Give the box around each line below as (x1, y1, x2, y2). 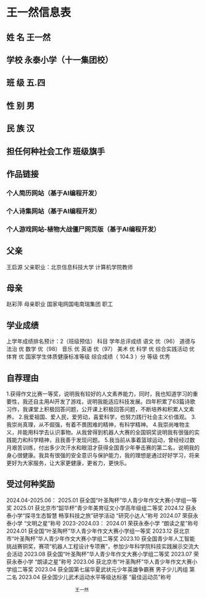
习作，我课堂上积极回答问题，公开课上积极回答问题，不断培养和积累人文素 (6, 405, 194, 412)
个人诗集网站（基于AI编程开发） (6, 207, 101, 215)
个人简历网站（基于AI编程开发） (6, 189, 101, 197)
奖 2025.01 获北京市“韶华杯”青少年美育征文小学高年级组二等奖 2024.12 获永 (6, 504, 197, 511)
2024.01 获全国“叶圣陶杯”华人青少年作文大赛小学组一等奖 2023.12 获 (6, 527, 179, 535)
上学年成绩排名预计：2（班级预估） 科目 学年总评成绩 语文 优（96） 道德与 (6, 337, 196, 345)
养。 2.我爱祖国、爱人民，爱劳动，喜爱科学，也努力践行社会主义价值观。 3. (6, 413, 196, 420)
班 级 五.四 (6, 77, 45, 88)
